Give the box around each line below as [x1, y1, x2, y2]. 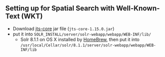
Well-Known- [116, 4, 160, 13]
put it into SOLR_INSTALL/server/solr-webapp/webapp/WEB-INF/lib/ [12, 31, 151, 37]
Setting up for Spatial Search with [5, 4, 115, 13]
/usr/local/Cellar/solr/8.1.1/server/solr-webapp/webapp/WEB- [20, 43, 156, 48]
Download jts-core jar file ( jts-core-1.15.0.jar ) [12, 25, 115, 32]
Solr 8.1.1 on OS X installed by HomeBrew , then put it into [20, 36, 140, 42]
